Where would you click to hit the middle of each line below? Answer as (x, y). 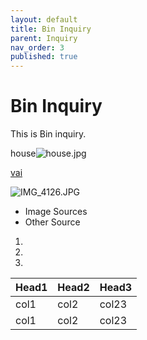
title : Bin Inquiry (51, 29)
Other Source (52, 222)
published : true (44, 57)
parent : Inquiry (44, 38)
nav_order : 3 (37, 47)
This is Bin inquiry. (48, 134)
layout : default (44, 19)
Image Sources (56, 212)
